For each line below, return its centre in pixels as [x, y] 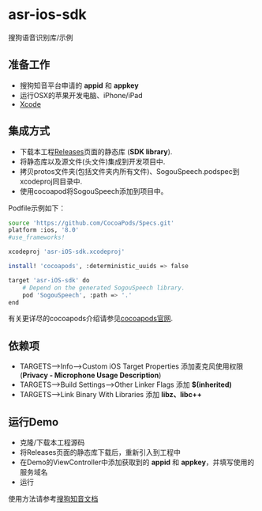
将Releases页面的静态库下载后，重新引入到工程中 [100, 452]
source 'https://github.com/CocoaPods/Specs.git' [92, 223]
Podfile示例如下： [37, 208]
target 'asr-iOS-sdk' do [49, 280]
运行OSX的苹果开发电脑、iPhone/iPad [81, 95]
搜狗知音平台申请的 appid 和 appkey [79, 85]
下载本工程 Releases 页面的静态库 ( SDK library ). [96, 151]
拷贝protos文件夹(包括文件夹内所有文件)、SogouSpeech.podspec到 [129, 171]
